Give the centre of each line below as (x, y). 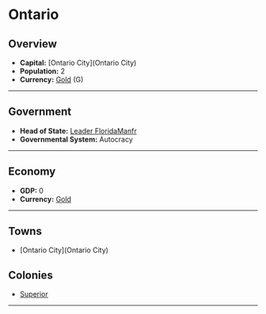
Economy (32, 172)
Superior (34, 294)
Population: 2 (42, 71)
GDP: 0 (31, 191)
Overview (33, 44)
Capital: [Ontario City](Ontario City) (78, 62)
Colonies (31, 275)
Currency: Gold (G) (51, 79)
